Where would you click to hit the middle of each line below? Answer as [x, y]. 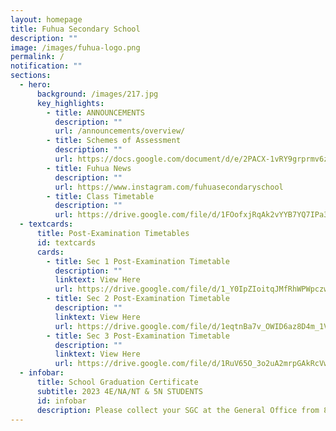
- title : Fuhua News [89, 168]
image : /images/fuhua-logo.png [75, 47]
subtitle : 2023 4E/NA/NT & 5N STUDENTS [119, 391]
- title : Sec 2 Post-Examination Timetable [138, 299]
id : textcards [66, 242]
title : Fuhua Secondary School [75, 29]
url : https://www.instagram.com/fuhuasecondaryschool [169, 187]
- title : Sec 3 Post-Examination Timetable [138, 336]
